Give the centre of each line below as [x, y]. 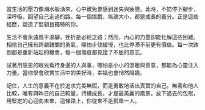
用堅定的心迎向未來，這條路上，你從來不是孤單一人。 [73, 101]
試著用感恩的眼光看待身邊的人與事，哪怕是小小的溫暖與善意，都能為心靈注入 [103, 65]
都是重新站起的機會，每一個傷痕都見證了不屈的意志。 [78, 52]
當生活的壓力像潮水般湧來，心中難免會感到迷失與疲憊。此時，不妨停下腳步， [103, 9]
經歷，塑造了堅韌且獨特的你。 [44, 24]
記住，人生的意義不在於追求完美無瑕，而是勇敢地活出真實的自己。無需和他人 [103, 86]
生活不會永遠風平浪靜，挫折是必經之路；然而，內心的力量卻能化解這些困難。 [103, 37]
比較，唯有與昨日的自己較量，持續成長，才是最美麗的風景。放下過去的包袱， [103, 93]
